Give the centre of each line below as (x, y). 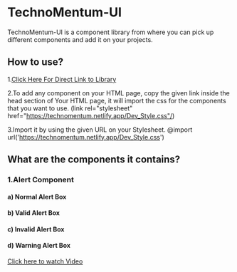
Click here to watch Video (45, 261)
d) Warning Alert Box (39, 246)
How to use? (36, 62)
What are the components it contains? (94, 160)
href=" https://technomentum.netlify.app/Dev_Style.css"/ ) (91, 115)
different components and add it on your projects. (80, 39)
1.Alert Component (41, 180)
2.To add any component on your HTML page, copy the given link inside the (118, 93)
